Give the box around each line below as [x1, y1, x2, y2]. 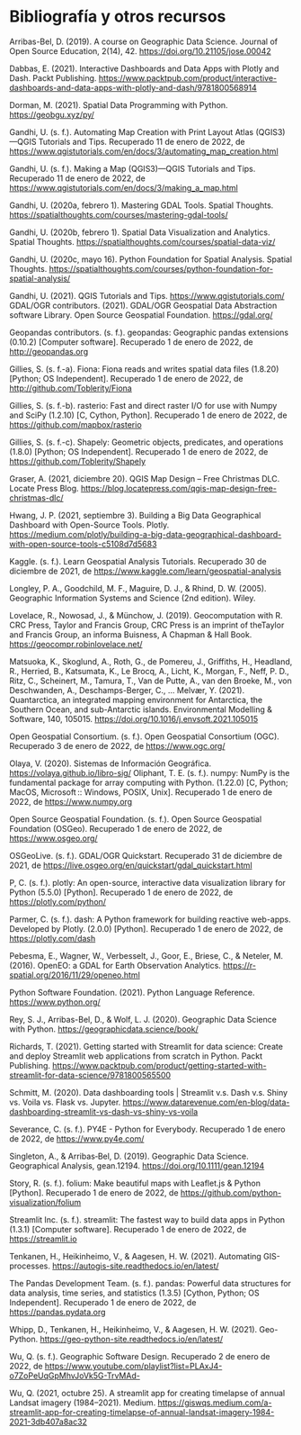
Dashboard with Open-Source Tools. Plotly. [9, 519, 170, 530]
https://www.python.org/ [9, 997, 101, 1007]
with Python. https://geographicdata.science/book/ [9, 1024, 199, 1034]
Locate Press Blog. [9, 483, 79, 493]
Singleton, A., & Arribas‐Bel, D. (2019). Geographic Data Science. [9, 1151, 249, 1161]
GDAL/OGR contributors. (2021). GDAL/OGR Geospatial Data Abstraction [9, 300, 278, 311]
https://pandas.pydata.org [9, 1306, 106, 1317]
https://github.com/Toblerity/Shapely [9, 456, 146, 466]
